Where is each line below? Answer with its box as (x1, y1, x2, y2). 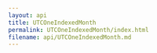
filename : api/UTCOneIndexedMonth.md (8, 33, 132, 41)
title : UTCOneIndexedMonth (8, 19, 97, 26)
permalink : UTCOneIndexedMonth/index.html (8, 26, 149, 34)
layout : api (8, 11, 47, 19)
